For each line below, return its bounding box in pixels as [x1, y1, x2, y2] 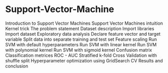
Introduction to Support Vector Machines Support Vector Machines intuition [5, 20, 163, 26]
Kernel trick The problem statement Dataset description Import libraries [5, 25, 155, 31]
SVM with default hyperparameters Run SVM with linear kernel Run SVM [5, 41, 157, 47]
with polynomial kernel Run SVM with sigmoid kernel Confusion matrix [5, 47, 152, 53]
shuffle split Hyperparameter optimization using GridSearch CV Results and [5, 57, 163, 63]
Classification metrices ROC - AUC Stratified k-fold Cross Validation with [5, 52, 157, 58]
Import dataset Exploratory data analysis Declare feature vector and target [5, 31, 161, 37]
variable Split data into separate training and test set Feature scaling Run [5, 36, 157, 42]
